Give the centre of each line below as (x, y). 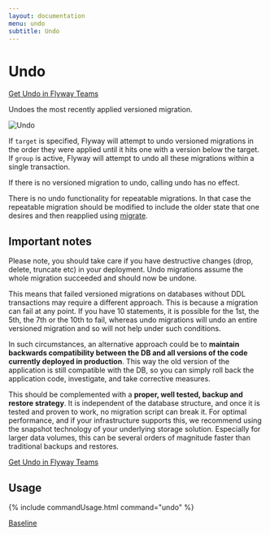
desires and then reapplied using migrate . (78, 215)
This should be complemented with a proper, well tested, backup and (126, 394)
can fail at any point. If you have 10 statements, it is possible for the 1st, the (134, 311)
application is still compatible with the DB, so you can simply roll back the (131, 370)
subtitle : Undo (34, 31)
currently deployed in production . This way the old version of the (119, 362)
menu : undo (27, 24)
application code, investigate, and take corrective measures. (110, 379)
